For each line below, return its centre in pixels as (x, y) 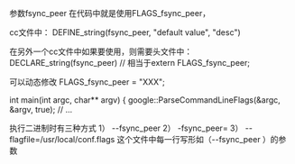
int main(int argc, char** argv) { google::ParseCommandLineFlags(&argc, (145, 100)
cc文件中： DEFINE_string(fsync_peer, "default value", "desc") (125, 32)
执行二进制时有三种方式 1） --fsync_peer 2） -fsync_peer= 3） (126, 128)
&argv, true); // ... (41, 109)
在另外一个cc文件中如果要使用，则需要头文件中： (101, 51)
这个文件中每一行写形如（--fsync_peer (189, 139)
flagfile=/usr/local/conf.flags (62, 139)
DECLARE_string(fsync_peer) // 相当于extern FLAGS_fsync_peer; (130, 63)
